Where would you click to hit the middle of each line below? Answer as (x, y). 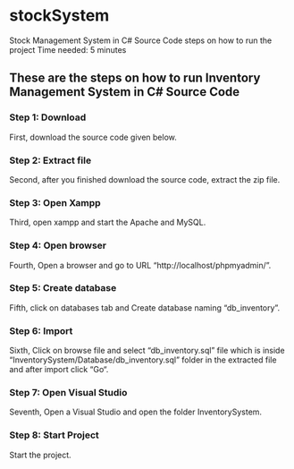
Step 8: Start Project (55, 435)
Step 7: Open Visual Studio (68, 393)
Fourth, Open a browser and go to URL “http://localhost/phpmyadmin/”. (140, 265)
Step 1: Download (48, 117)
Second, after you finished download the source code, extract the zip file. (145, 179)
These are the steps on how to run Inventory (135, 78)
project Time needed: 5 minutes (68, 49)
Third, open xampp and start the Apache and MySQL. (108, 222)
